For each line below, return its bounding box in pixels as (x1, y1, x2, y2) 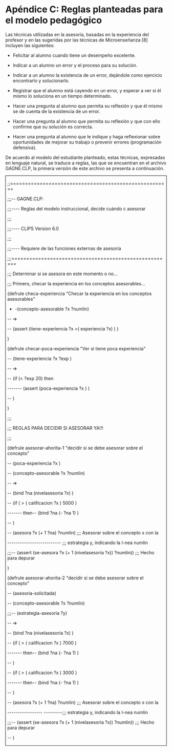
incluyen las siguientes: (5, 42, 55, 48)
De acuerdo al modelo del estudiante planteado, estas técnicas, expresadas (5, 154, 165, 160)
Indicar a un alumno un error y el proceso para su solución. (12, 62, 138, 68)
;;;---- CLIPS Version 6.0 (7, 225, 59, 232)
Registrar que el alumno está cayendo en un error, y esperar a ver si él (12, 87, 161, 93)
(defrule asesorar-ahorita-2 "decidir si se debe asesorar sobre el (7, 575, 144, 581)
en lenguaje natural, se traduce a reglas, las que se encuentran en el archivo (5, 160, 166, 166)
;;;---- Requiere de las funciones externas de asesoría (7, 245, 121, 252)
